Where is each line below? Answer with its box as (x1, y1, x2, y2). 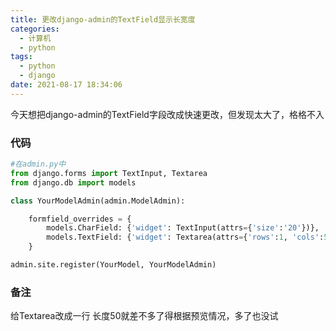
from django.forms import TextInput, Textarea (10, 168, 208, 178)
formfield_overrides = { (28, 214, 132, 224)
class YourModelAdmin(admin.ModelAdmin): (10, 196, 186, 206)
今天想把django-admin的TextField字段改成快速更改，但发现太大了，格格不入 (10, 108, 325, 120)
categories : (10, 24, 60, 34)
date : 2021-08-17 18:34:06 (10, 80, 123, 90)
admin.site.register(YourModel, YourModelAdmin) (10, 260, 217, 270)
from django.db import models (10, 177, 137, 188)
